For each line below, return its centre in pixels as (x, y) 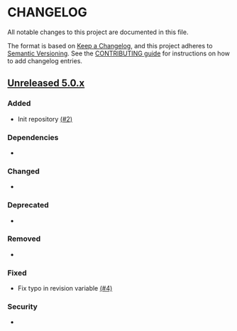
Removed (24, 239)
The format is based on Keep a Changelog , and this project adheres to (110, 45)
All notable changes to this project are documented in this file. (98, 32)
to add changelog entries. (45, 60)
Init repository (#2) (45, 119)
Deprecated (28, 205)
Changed (24, 171)
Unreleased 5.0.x (46, 83)
